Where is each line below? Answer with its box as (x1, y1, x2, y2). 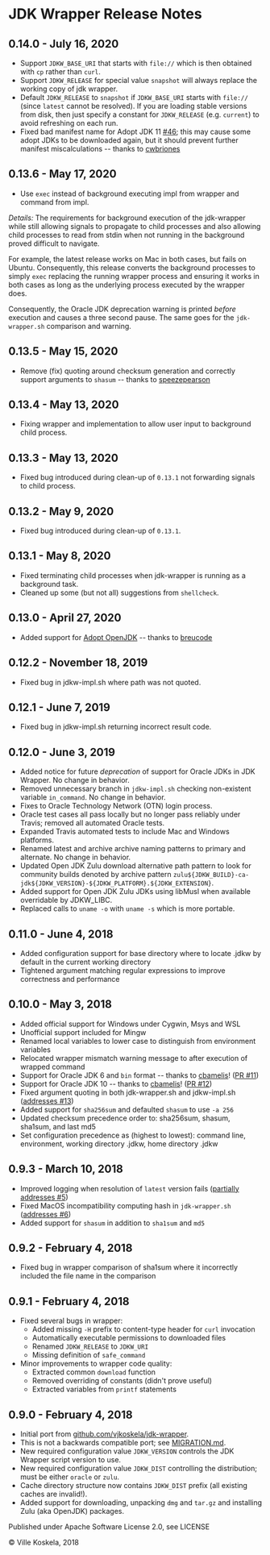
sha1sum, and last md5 (19, 1121, 97, 1131)
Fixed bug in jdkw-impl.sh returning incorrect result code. (19, 722, 212, 732)
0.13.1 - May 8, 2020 (8, 549, 111, 563)
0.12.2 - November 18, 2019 (8, 656, 148, 670)
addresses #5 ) (19, 1192, 69, 1202)
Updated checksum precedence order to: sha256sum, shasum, (19, 1113, 231, 1123)
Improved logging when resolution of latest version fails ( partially (19, 1183, 239, 1193)
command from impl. (19, 197, 89, 206)
